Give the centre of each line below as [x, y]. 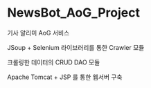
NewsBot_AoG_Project [74, 13]
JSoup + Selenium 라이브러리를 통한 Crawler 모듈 [76, 47]
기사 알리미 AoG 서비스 [38, 33]
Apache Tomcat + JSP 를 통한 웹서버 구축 [65, 77]
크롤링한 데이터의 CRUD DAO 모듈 [54, 62]
